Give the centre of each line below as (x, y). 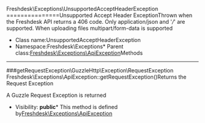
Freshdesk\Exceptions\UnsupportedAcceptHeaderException (82, 9)
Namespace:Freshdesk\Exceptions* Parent (69, 46)
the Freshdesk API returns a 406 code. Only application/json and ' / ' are (96, 22)
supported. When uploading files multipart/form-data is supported (89, 28)
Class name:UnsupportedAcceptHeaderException (78, 40)
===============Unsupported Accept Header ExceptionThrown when (99, 15)
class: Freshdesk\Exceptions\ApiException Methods (79, 53)
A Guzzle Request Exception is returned (56, 95)
